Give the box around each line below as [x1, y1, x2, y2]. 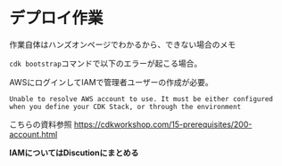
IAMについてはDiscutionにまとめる [9, 147, 139, 158]
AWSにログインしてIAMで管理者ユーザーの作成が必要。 [9, 76, 214, 87]
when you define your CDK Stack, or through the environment [9, 102, 242, 111]
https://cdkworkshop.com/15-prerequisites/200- [73, 119, 253, 130]
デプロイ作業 [9, 8, 104, 28]
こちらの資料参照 [9, 119, 72, 130]
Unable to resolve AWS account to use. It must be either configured [9, 94, 274, 103]
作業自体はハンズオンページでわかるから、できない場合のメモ [9, 39, 236, 50]
